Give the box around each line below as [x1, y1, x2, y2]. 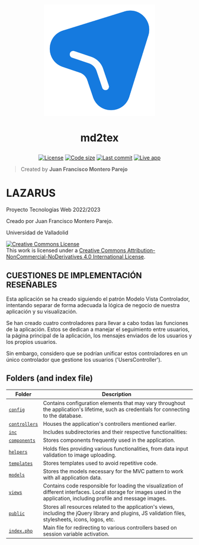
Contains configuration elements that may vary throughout [43, 399, 185, 406]
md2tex [80, 131, 119, 145]
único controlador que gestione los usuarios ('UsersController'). [6, 356, 162, 363]
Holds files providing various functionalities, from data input [43, 445, 188, 452]
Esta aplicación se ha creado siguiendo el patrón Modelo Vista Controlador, [6, 295, 190, 302]
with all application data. [43, 474, 102, 481]
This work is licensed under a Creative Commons [6, 247, 126, 254]
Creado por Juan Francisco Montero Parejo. [6, 218, 114, 225]
